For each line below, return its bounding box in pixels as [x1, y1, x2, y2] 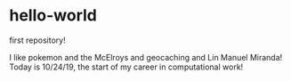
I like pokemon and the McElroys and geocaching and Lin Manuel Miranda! [9, 52, 283, 62]
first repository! [9, 35, 66, 45]
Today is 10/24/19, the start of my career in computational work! [9, 61, 244, 72]
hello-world [9, 5, 98, 26]
